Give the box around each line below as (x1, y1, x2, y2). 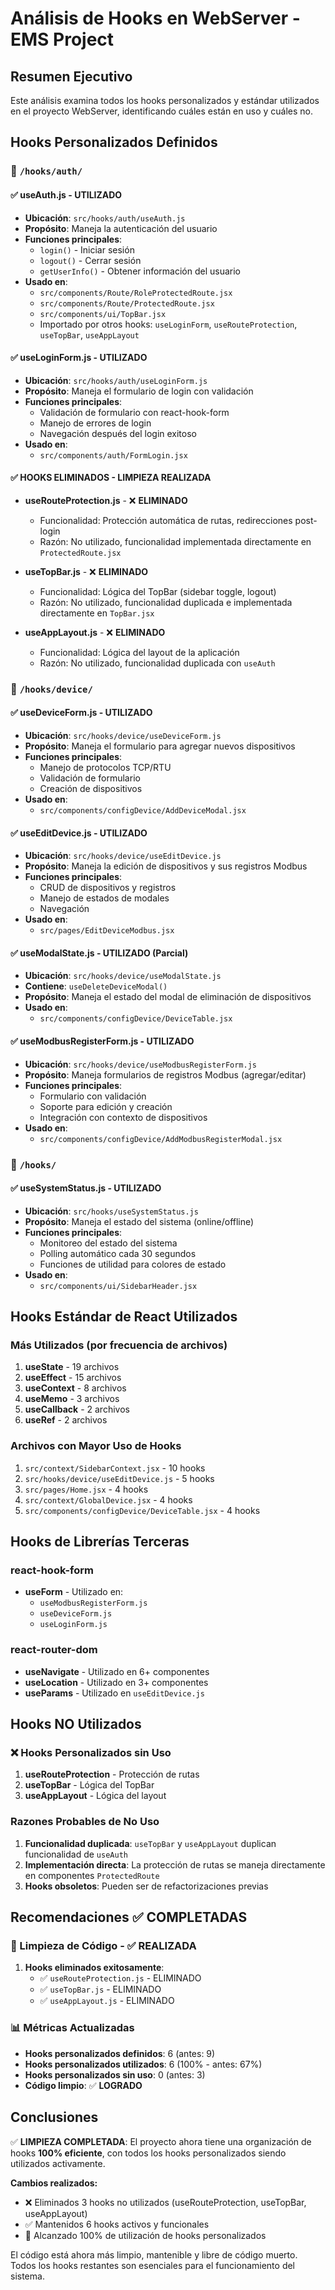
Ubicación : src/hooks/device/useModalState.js (24, 970, 222, 982)
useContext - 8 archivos (24, 1382, 127, 1394)
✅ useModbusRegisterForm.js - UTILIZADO (10, 1035, 195, 1047)
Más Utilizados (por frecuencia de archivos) (10, 1338, 228, 1352)
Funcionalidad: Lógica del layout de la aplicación (39, 646, 240, 658)
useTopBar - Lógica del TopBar (24, 1779, 155, 1791)
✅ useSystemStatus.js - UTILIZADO (10, 1182, 162, 1194)
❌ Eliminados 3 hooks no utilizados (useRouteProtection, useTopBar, (24, 2196, 307, 2208)
